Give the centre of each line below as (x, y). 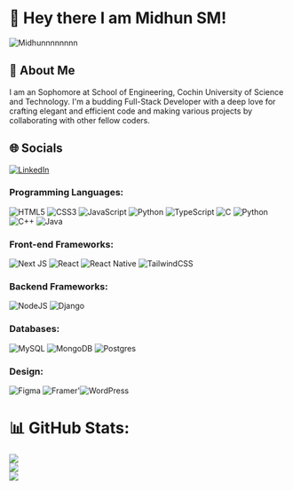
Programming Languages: (67, 193)
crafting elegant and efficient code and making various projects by (131, 111)
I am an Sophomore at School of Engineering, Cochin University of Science (146, 91)
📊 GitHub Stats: (70, 428)
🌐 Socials (36, 149)
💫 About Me (42, 71)
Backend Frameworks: (59, 287)
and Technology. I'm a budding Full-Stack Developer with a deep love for (143, 101)
